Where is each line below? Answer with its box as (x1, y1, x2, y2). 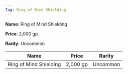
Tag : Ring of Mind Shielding (5, 7, 66, 12)
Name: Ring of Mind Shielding (5, 21, 68, 27)
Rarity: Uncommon (5, 40, 45, 46)
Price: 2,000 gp (5, 30, 38, 36)
